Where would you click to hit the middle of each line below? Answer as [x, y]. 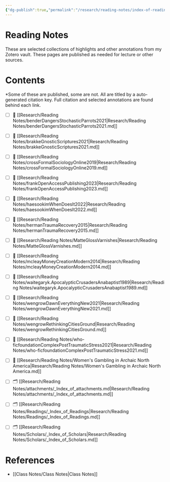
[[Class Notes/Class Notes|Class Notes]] [55, 474]
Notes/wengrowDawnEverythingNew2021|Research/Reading [76, 303]
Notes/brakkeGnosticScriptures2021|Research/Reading [70, 141]
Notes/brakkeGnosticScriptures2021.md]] [56, 147]
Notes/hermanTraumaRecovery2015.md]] [56, 230]
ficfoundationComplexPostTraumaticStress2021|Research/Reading [82, 345]
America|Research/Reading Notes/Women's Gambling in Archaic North [87, 366]
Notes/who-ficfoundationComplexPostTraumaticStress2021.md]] [80, 350]
